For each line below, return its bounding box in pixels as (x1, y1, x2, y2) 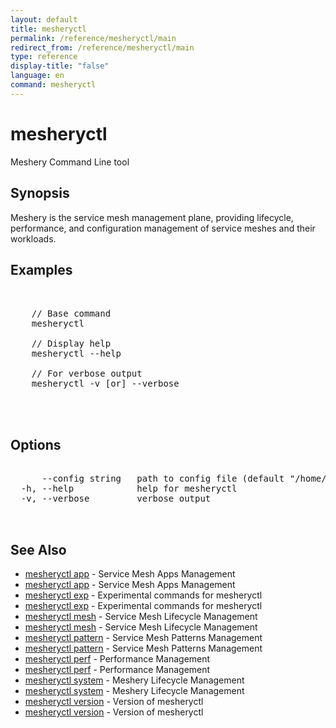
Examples (10, 261, 73, 278)
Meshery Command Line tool (10, 156, 130, 168)
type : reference (10, 52, 78, 62)
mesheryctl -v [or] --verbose (31, 378, 180, 390)
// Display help (31, 338, 112, 350)
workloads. (10, 232, 57, 245)
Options (10, 436, 62, 453)
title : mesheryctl (10, 24, 87, 34)
